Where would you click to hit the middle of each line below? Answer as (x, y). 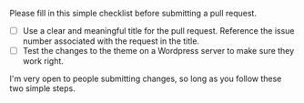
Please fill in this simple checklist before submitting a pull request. (133, 13)
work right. (43, 61)
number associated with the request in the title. (111, 41)
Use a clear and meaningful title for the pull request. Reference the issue (158, 31)
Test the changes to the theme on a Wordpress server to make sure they (158, 51)
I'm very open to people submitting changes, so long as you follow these (146, 79)
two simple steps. (42, 88)
